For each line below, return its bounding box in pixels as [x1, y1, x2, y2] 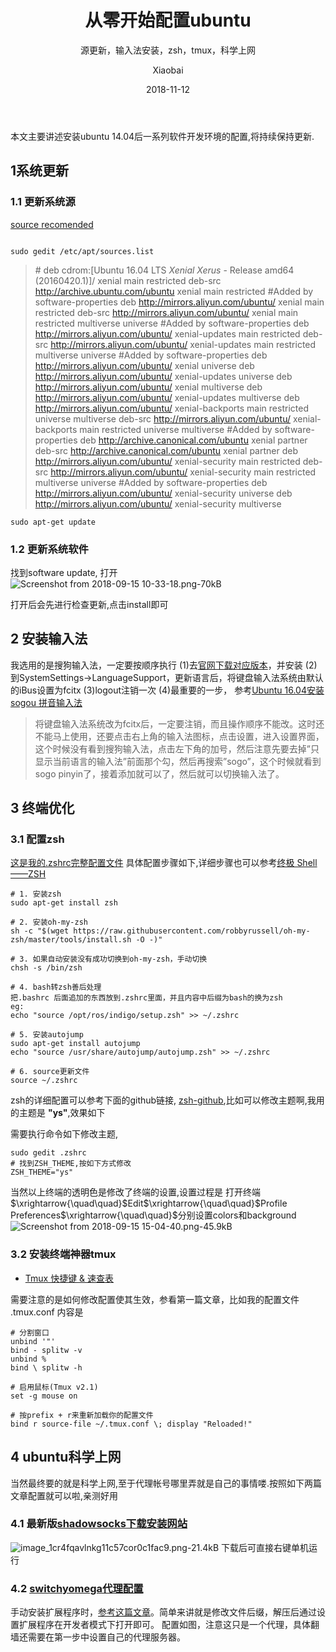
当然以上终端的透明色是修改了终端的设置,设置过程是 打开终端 [10, 1186, 261, 1198]
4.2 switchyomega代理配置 [10, 1581, 144, 1595]
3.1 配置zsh [10, 832, 65, 846]
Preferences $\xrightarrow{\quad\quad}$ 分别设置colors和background [10, 1209, 297, 1221]
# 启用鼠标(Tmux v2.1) [10, 1382, 99, 1392]
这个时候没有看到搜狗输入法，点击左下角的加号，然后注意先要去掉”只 [34, 742, 320, 755]
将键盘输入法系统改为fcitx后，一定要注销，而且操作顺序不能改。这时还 [34, 717, 325, 730]
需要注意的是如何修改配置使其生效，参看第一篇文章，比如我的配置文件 [10, 1293, 300, 1305]
